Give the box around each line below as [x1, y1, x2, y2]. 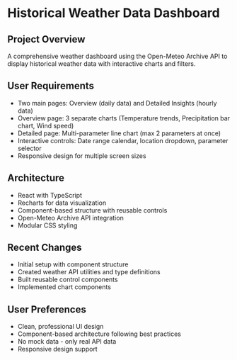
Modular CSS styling [17, 221, 78, 230]
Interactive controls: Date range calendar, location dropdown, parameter [17, 136, 229, 145]
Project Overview [7, 33, 86, 45]
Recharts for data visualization [17, 198, 107, 207]
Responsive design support [17, 345, 98, 354]
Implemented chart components [17, 283, 112, 291]
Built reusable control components [17, 275, 118, 284]
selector [17, 144, 42, 152]
